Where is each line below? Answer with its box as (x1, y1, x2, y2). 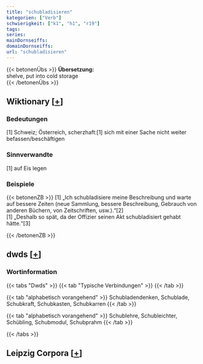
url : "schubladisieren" (6, 49, 67, 55)
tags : (6, 26, 20, 32)
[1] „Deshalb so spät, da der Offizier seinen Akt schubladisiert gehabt (6, 213, 181, 221)
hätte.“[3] (6, 220, 31, 227)
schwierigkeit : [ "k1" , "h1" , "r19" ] (6, 20, 100, 26)
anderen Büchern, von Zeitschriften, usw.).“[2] (6, 207, 124, 214)
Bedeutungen (6, 115, 48, 123)
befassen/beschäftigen (6, 135, 65, 143)
